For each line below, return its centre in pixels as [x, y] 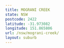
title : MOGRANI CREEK [28, 10]
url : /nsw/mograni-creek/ [32, 33]
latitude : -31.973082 [28, 24]
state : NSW [16, 14]
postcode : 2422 [21, 19]
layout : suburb [21, 38]
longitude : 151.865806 [29, 28]
